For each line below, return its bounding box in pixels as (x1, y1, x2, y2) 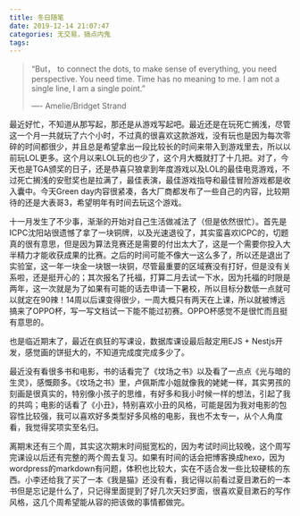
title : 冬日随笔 (9, 13, 64, 22)
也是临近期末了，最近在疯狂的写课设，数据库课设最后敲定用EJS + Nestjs (9, 336, 276, 347)
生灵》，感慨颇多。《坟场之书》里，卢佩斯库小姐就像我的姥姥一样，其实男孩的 (9, 377, 291, 388)
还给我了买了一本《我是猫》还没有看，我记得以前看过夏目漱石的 (39, 475, 275, 486)
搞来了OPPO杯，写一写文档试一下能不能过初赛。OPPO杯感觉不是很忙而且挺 (9, 306, 288, 317)
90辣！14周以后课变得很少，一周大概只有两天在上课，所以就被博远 (39, 294, 286, 305)
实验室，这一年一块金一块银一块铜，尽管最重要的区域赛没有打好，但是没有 (9, 261, 283, 272)
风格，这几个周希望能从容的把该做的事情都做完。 (9, 497, 189, 508)
